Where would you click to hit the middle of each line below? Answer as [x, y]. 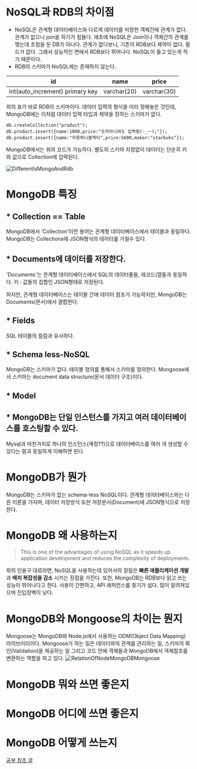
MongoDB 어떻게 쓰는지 [62, 743]
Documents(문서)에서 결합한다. [42, 302]
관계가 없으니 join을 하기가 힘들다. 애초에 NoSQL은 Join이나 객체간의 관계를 [102, 37]
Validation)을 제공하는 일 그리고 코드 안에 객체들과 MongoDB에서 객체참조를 [100, 651]
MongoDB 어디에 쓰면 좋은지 [73, 713]
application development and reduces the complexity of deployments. [105, 558]
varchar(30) [159, 91]
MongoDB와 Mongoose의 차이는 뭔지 [94, 619]
